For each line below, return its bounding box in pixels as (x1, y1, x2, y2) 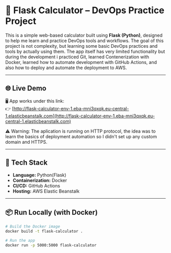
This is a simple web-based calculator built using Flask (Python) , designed (5, 32, 163, 38)
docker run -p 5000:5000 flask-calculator (5, 243, 97, 248)
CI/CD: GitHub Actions (12, 182, 60, 188)
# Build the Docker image (5, 224, 60, 229)
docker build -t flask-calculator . (5, 229, 83, 234)
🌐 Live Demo (5, 84, 47, 93)
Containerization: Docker (12, 177, 67, 183)
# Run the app (5, 238, 36, 243)
